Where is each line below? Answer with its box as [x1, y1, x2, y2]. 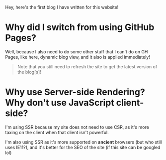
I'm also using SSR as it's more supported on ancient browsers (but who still [5, 139, 162, 145]
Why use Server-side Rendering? [5, 87, 145, 98]
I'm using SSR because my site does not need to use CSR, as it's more [5, 124, 149, 130]
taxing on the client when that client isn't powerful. [5, 129, 109, 135]
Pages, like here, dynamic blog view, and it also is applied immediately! [5, 54, 151, 60]
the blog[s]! [17, 69, 41, 75]
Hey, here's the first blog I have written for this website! [5, 4, 119, 10]
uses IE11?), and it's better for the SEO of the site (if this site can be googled [5, 144, 161, 150]
